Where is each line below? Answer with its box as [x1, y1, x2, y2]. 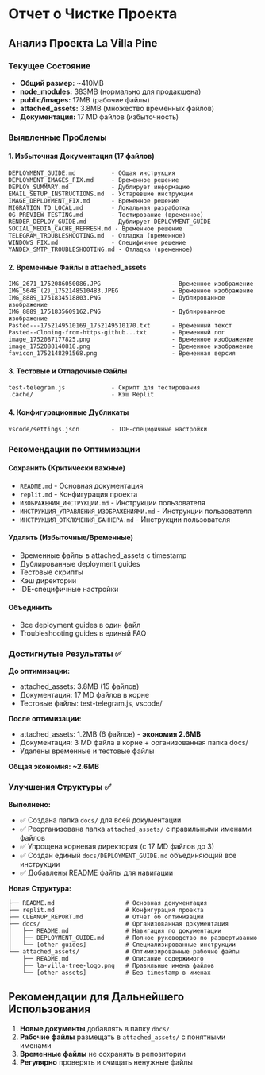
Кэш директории [19, 575, 77, 585]
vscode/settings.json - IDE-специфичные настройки [8, 425, 208, 433]
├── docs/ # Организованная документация [8, 919, 229, 928]
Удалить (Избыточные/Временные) [8, 533, 133, 543]
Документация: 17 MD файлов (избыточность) [19, 112, 179, 122]
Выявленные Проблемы [8, 132, 107, 143]
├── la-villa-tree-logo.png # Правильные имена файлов [22, 961, 215, 969]
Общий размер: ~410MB [19, 78, 105, 87]
